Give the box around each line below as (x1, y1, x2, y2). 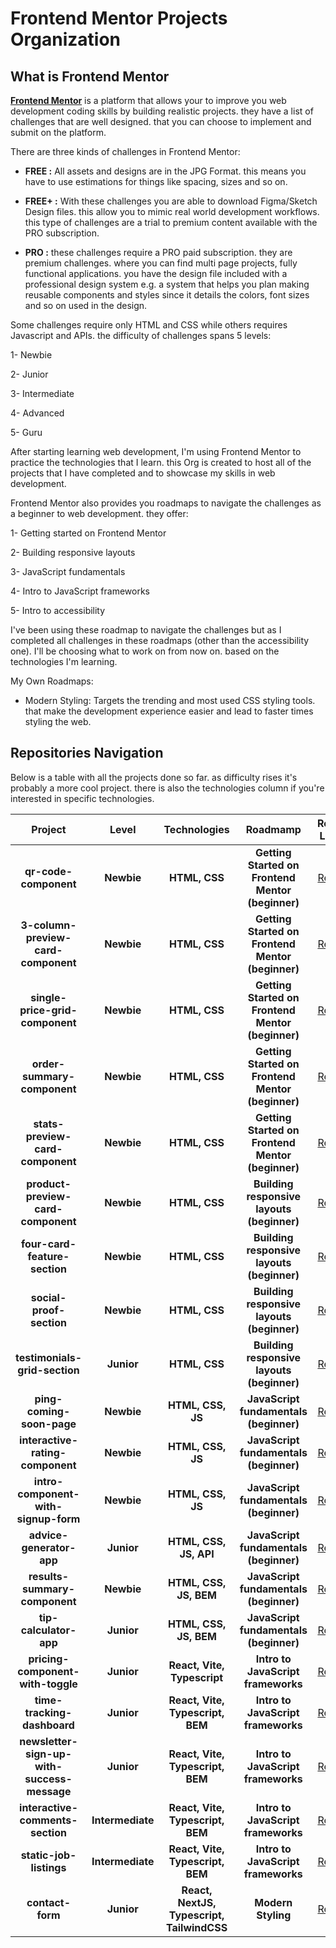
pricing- (28, 1652, 70, 1666)
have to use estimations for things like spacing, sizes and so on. (24, 176, 288, 187)
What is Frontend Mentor (10, 68, 170, 85)
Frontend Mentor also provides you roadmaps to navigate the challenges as (10, 497, 322, 509)
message (26, 1784, 72, 1798)
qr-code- (24, 864, 73, 878)
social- (30, 1290, 67, 1304)
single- (30, 990, 67, 1004)
